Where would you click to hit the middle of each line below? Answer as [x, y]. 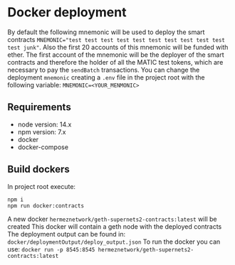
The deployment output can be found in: [67, 234]
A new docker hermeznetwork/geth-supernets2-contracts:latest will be [112, 219]
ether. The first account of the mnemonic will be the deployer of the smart [116, 55]
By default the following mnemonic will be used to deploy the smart [106, 32]
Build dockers [38, 169]
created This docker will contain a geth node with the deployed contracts [115, 226]
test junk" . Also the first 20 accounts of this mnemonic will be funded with [118, 47]
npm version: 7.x [42, 131]
